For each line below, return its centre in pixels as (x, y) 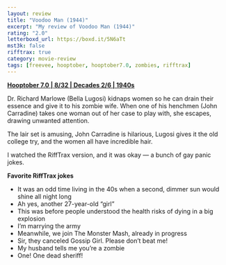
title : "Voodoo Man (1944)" (48, 20)
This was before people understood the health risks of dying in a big (115, 211)
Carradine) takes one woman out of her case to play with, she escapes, (110, 113)
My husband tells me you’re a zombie (71, 248)
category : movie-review (42, 59)
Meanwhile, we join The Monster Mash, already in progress (102, 233)
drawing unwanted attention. (48, 120)
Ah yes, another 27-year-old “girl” (66, 204)
